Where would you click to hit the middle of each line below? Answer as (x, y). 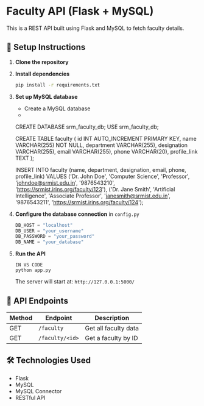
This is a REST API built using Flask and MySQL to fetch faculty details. (95, 28)
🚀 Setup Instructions (46, 47)
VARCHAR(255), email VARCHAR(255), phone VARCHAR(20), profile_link (106, 151)
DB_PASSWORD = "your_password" (55, 237)
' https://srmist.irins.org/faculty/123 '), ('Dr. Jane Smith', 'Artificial (95, 189)
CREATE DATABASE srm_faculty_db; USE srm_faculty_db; (87, 127)
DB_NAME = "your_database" (49, 242)
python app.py (33, 270)
